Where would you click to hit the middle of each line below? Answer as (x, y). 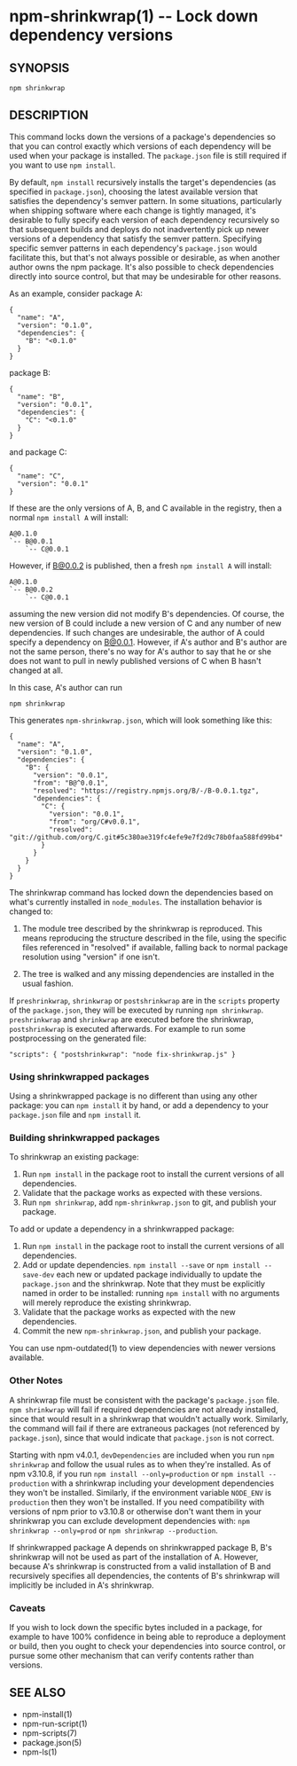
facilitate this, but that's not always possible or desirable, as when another (145, 257)
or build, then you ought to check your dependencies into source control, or (148, 1646)
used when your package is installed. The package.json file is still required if (148, 155)
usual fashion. (47, 983)
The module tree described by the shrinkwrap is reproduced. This (142, 928)
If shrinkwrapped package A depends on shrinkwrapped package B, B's (141, 1547)
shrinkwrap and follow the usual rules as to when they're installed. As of (140, 1464)
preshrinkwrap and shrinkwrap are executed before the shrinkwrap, (132, 1019)
